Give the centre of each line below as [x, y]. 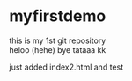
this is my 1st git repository [58, 40]
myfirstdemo [58, 16]
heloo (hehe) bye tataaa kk [58, 49]
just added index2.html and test [66, 67]
